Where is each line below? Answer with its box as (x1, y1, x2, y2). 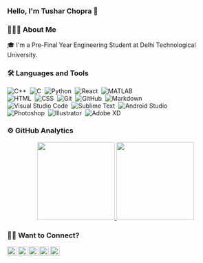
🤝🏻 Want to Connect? (7, 231, 80, 240)
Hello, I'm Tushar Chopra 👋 (7, 6, 98, 16)
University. (7, 51, 38, 59)
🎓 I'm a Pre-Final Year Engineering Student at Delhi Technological (7, 41, 196, 49)
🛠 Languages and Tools (7, 68, 89, 78)
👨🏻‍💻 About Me (7, 24, 56, 34)
